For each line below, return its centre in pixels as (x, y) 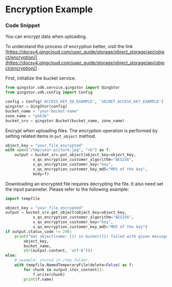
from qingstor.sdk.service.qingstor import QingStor (63, 88)
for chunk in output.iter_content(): (64, 270)
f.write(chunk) (49, 274)
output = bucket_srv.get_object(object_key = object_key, (66, 213)
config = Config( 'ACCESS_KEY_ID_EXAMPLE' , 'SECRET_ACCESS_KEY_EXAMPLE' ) (84, 102)
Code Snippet (23, 26)
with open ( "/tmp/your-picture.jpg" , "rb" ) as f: (58, 150)
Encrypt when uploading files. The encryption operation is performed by (81, 130)
